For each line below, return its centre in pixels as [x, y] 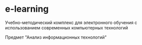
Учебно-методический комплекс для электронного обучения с [71, 22]
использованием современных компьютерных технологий [67, 27]
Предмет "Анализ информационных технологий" [56, 37]
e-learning [27, 9]
